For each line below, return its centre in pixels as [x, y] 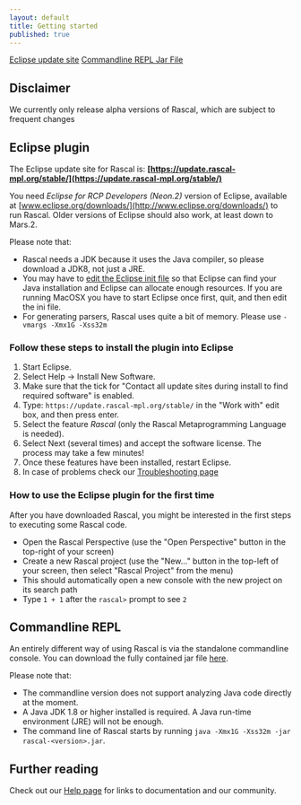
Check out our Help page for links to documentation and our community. [143, 791]
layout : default [39, 17]
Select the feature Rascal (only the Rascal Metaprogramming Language [154, 424]
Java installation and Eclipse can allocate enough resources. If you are [152, 288]
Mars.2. [23, 224]
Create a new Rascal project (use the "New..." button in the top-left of [150, 561]
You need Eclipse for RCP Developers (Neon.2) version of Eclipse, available [148, 196]
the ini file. [41, 307]
